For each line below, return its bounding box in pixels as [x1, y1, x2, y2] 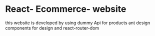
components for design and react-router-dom [5, 25, 99, 31]
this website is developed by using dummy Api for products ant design [5, 20, 150, 26]
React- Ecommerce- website [5, 3, 126, 15]
